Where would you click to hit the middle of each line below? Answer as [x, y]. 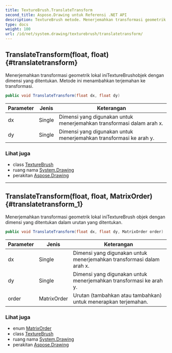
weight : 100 [18, 29]
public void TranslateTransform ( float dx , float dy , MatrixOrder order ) [84, 232]
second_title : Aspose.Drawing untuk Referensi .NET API [66, 15]
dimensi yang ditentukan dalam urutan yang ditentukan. [64, 222]
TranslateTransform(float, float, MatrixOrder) [79, 197]
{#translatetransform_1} [44, 204]
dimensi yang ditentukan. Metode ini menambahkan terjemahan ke [76, 81]
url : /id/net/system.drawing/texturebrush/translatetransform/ [74, 34]
